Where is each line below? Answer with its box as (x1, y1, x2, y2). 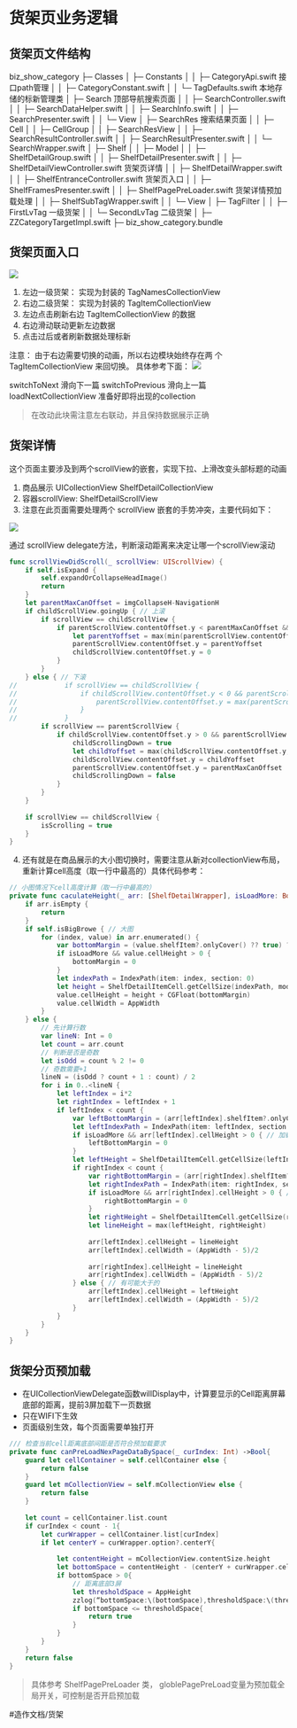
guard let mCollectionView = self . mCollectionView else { (25, 1481, 243, 1490)
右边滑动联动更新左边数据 (21, 320, 116, 331)
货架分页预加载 (9, 1363, 91, 1378)
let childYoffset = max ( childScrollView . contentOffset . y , (72, 746, 291, 756)
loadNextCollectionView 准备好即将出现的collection (9, 391, 196, 401)
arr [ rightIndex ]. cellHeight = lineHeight (88, 1262, 243, 1272)
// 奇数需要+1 (41, 1064, 88, 1073)
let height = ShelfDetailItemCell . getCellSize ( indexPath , (56, 982, 275, 991)
